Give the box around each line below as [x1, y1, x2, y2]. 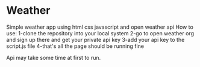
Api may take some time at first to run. [6, 54, 101, 61]
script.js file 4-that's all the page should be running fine [6, 42, 145, 50]
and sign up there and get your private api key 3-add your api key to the [6, 36, 185, 43]
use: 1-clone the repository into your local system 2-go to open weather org [6, 29, 195, 36]
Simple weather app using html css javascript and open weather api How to [6, 23, 194, 31]
